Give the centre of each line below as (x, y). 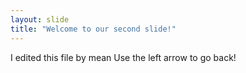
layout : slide (40, 19)
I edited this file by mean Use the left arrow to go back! (123, 57)
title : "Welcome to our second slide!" (93, 29)
